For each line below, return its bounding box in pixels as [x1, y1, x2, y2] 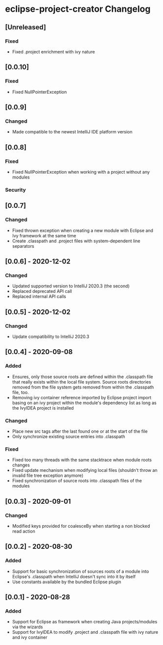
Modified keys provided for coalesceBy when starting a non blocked [12, 523, 150, 529]
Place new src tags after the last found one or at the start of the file [12, 428, 148, 434]
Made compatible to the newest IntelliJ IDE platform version [12, 129, 133, 135]
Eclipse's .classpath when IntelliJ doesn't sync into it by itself [12, 573, 136, 579]
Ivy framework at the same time [12, 232, 76, 238]
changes [12, 462, 30, 468]
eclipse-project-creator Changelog [5, 3, 151, 15]
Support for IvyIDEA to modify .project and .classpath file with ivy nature [12, 629, 159, 635]
